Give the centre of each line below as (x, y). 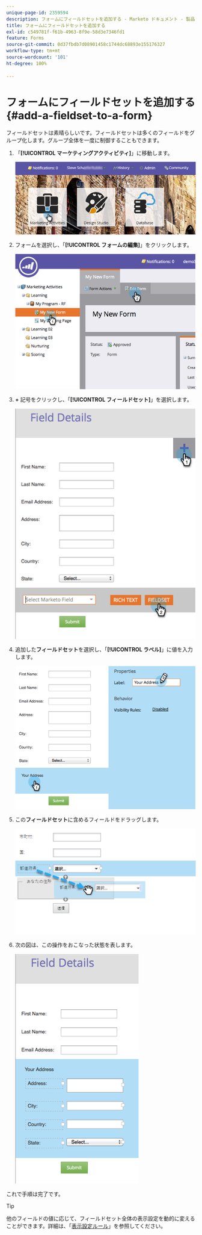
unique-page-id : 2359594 (37, 13)
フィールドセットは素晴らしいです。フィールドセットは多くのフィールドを (98, 133)
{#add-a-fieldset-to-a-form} (80, 115)
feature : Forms (25, 38)
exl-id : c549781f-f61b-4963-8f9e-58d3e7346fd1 (66, 32)
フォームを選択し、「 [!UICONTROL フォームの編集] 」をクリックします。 (103, 244)
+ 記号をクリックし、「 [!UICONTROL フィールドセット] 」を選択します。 (103, 400)
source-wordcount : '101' (37, 57)
